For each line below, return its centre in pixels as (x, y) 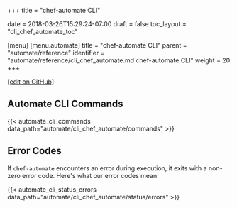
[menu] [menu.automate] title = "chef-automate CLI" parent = (97, 45)
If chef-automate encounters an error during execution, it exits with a (107, 168)
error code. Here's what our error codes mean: (91, 175)
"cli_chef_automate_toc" (43, 32)
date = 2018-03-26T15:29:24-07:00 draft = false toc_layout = (97, 24)
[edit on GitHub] (31, 82)
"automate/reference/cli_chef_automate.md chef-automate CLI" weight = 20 (119, 60)
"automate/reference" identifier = (56, 53)
